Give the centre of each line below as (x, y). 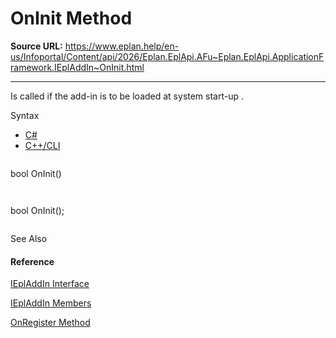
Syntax (25, 115)
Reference (32, 261)
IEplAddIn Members (51, 303)
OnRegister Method (50, 323)
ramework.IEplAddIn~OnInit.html (77, 67)
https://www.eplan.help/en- (122, 46)
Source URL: (36, 46)
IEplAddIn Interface (50, 284)
